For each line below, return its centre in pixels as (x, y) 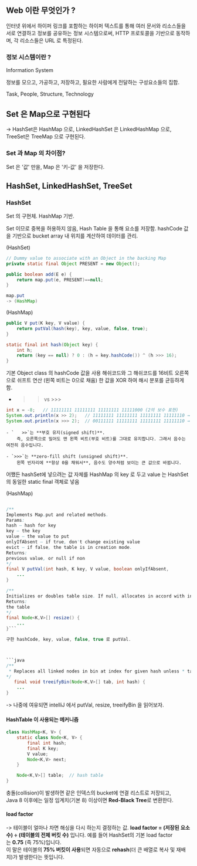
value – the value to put (38, 536)
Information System (30, 70)
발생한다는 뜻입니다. (41, 857)
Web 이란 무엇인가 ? (41, 11)
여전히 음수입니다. (25, 445)
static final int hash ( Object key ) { (52, 345)
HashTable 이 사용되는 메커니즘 (43, 719)
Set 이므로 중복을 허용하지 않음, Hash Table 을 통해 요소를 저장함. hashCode (94, 228)
